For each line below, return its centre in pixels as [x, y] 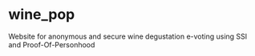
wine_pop [42, 15]
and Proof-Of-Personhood [52, 44]
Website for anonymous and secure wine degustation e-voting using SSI [128, 36]
